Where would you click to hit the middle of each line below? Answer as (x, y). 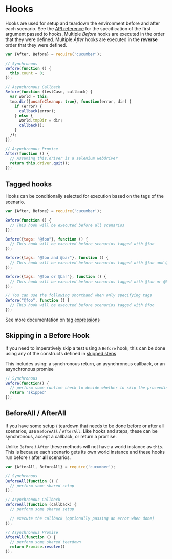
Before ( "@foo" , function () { (38, 301)
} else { (24, 116)
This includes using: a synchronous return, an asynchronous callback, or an (85, 363)
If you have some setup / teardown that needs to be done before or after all (84, 426)
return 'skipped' (28, 393)
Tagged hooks (29, 184)
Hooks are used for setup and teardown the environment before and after (83, 23)
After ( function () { (27, 154)
